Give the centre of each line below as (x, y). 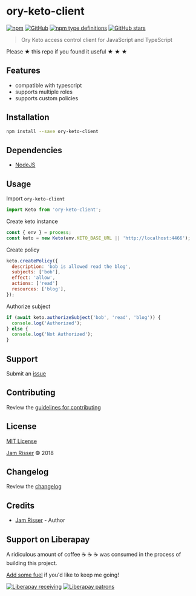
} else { (17, 329)
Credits (21, 505)
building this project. (32, 563)
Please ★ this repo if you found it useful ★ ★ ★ (67, 51)
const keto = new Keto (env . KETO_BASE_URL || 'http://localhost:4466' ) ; (98, 238)
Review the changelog (34, 487)
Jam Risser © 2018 (30, 453)
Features (23, 71)
